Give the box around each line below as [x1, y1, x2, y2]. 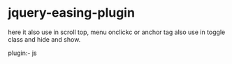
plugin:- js [8, 49, 37, 57]
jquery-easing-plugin [8, 5, 136, 21]
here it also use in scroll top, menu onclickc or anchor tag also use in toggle [8, 28, 226, 36]
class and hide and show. [8, 35, 81, 43]
